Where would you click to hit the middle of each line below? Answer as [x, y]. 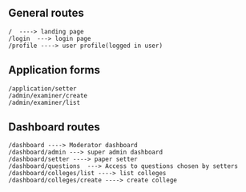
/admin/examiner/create [48, 95]
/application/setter [43, 88]
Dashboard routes [54, 127]
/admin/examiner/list [44, 102]
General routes [46, 13]
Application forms [54, 70]
